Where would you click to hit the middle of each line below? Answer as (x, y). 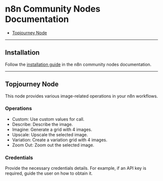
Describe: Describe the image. (42, 124)
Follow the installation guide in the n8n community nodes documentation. (78, 64)
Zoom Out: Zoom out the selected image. (53, 145)
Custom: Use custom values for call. (48, 119)
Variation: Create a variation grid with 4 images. (60, 140)
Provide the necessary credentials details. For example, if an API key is (76, 168)
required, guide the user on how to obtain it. (49, 173)
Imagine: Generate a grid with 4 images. (52, 129)
